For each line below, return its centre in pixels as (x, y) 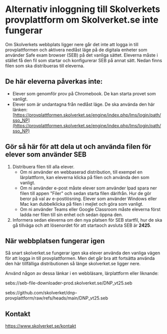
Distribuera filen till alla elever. (43, 166)
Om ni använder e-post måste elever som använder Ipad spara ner (88, 188)
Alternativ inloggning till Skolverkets (83, 9)
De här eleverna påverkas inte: (54, 81)
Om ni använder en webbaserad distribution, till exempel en (81, 172)
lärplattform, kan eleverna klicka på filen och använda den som (84, 177)
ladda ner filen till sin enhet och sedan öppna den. (71, 215)
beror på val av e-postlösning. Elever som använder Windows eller (88, 199)
